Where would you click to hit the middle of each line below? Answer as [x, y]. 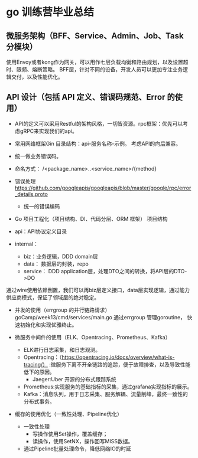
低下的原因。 [39, 372]
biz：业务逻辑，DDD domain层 [61, 256]
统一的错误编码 [42, 206]
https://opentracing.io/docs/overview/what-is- [119, 357]
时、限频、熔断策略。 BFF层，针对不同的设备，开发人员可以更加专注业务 [95, 69]
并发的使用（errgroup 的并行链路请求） [62, 310]
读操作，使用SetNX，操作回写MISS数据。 [83, 441]
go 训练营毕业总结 [50, 12]
